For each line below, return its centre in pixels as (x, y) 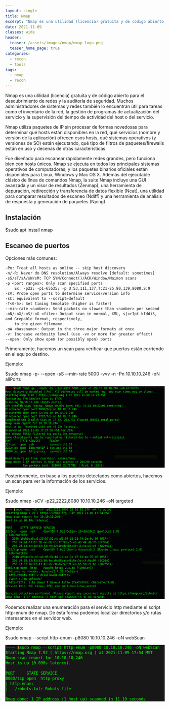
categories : (18, 53)
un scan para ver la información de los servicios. (56, 481)
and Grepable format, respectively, (44, 319)
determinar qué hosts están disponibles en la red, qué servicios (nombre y (83, 132)
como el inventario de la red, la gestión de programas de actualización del (82, 112)
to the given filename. (39, 324)
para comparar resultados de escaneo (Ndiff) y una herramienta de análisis (84, 196)
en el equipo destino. (27, 354)
